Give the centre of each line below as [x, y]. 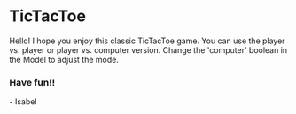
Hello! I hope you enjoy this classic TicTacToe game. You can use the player [147, 41]
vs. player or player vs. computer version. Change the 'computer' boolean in [148, 49]
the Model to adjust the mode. [64, 59]
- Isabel [23, 102]
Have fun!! [32, 82]
